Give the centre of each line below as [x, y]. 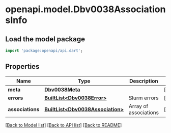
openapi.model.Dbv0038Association [85, 9]
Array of [139, 106]
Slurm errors [144, 98]
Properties [22, 66]
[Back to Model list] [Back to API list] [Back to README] [64, 125]
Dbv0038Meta [62, 89]
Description [144, 81]
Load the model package [45, 39]
